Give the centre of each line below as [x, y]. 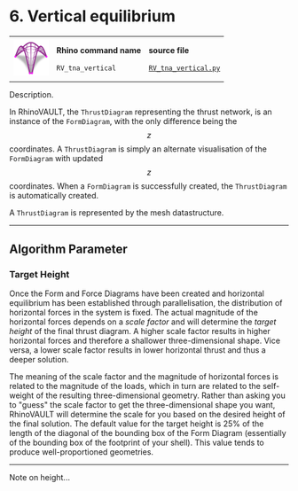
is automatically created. [54, 196]
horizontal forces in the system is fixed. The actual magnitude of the [134, 312]
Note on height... [40, 477]
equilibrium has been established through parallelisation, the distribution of [146, 302]
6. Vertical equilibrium [92, 16]
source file [169, 50]
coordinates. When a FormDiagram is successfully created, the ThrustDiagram [148, 186]
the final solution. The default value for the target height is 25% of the [137, 424]
